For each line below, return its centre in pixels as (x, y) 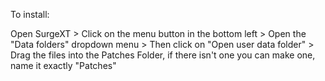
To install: (30, 14)
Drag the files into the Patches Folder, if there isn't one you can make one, (163, 55)
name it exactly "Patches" (63, 65)
